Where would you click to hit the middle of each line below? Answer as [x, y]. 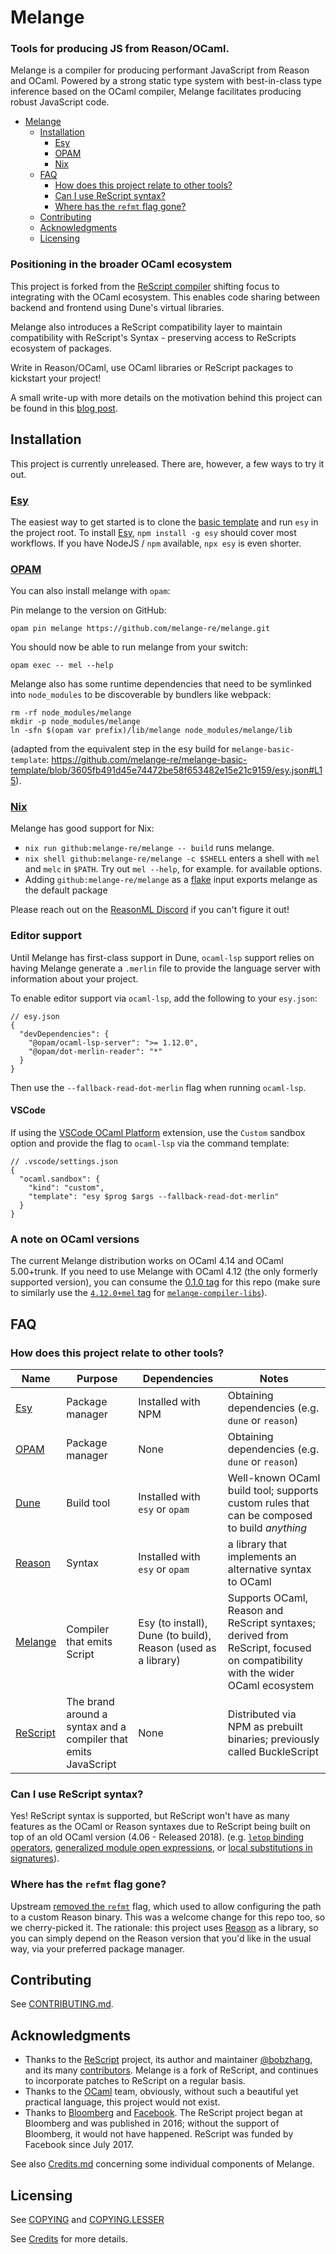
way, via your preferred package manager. [98, 1948]
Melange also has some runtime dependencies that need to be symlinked [161, 684]
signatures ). [35, 1858]
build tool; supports [273, 1490]
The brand [90, 1701]
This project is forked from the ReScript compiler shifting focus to [145, 286]
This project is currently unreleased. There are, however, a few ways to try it [167, 463]
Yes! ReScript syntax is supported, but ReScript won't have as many [150, 1816]
